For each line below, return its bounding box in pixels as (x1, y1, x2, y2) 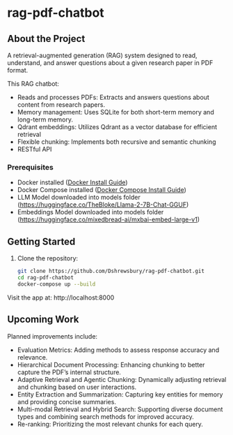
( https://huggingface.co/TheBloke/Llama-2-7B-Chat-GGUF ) (17, 200, 189, 209)
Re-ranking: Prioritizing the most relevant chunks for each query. (17, 420, 204, 428)
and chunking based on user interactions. (17, 383, 137, 391)
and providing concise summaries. (17, 397, 117, 406)
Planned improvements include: (7, 332, 98, 340)
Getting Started (7, 235, 76, 247)
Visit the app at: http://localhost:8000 (7, 293, 115, 302)
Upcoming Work (7, 314, 79, 325)
